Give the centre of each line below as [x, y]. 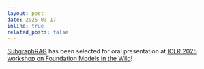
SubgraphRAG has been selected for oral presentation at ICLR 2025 [102, 51]
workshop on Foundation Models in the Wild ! [70, 59]
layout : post [26, 13]
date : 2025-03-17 [32, 20]
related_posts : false [38, 32]
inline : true [26, 26]
